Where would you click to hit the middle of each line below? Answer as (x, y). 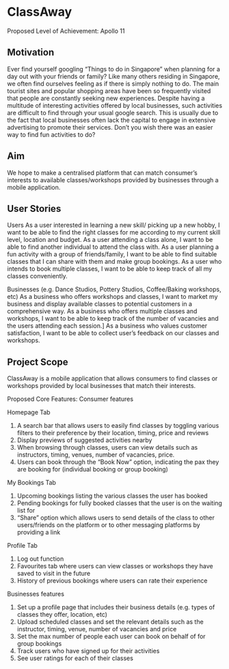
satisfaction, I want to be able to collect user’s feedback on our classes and (113, 333)
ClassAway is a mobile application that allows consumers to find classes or (112, 378)
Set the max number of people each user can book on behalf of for (111, 636)
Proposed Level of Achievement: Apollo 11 (66, 31)
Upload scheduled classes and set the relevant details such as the (110, 622)
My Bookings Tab (32, 483)
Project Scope (38, 362)
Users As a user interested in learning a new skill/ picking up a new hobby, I (113, 225)
